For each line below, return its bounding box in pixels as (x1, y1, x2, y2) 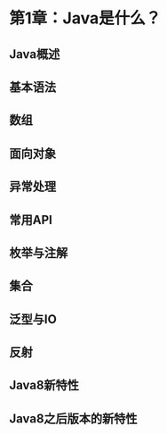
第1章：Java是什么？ (9, 8, 162, 29)
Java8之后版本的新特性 (9, 411, 138, 426)
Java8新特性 (9, 378, 80, 393)
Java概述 (9, 46, 60, 62)
